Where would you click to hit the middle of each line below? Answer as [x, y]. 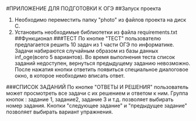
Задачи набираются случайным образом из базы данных [86, 51]
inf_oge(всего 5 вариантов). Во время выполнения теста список [95, 57]
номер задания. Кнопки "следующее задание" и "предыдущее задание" [97, 106]
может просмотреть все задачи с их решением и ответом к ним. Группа [97, 93]
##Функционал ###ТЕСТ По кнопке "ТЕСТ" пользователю [88, 38]
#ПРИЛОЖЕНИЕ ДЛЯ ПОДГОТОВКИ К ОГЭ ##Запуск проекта [84, 8]
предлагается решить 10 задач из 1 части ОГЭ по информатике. [94, 44]
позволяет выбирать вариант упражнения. [60, 112]
